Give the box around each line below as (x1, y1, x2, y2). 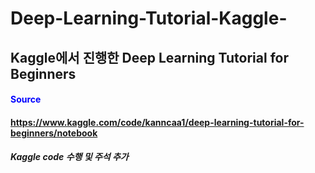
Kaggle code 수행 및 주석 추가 (10, 151, 129, 163)
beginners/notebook (10, 127, 98, 139)
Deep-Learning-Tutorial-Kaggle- (10, 7, 288, 30)
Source (10, 93, 42, 106)
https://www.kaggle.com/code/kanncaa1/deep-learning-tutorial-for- (10, 116, 305, 128)
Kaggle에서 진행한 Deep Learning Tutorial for (10, 49, 289, 66)
